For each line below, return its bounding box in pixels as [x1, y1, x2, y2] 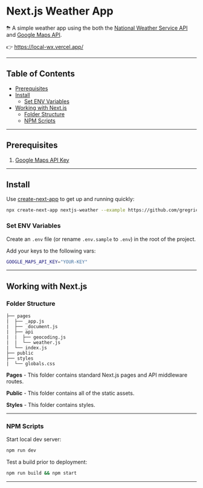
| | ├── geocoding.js [6, 334, 66, 340]
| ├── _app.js [6, 318, 45, 325]
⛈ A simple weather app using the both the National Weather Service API [6, 24, 188, 31]
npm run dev [6, 447, 36, 453]
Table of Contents [6, 68, 76, 79]
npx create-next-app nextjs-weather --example [6, 207, 126, 213]
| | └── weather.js [6, 340, 61, 346]
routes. [6, 378, 24, 385]
